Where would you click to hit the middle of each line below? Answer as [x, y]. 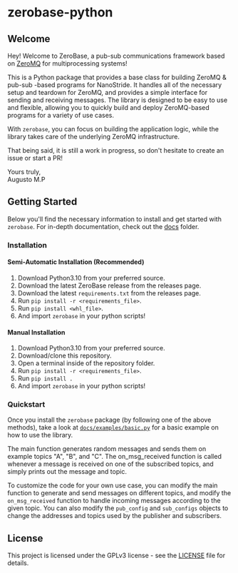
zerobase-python [60, 12]
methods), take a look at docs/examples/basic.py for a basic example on [113, 427]
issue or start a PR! [35, 158]
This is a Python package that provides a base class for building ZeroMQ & [117, 77]
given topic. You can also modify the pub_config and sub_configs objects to [118, 508]
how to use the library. [40, 435]
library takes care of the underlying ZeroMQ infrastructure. [94, 137]
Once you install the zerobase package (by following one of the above [109, 420]
